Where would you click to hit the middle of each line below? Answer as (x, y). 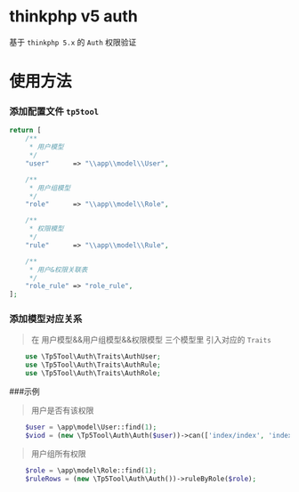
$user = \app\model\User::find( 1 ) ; (91, 427)
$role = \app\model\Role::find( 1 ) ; (91, 470)
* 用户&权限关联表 (58, 270)
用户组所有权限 (58, 453)
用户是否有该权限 (62, 410)
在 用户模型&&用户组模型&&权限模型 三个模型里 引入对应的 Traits (151, 340)
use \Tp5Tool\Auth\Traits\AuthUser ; (93, 357)
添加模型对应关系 (46, 319)
